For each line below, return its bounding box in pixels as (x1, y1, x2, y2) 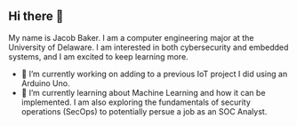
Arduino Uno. (20, 77, 70, 89)
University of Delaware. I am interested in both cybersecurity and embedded (8, 42, 289, 52)
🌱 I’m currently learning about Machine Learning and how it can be (20, 87, 266, 98)
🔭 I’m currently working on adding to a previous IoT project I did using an (20, 68, 288, 79)
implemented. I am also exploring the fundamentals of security (20, 97, 251, 107)
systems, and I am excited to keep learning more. (8, 51, 189, 62)
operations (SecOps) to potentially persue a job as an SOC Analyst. (20, 106, 268, 116)
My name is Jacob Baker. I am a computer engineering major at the (8, 32, 254, 43)
